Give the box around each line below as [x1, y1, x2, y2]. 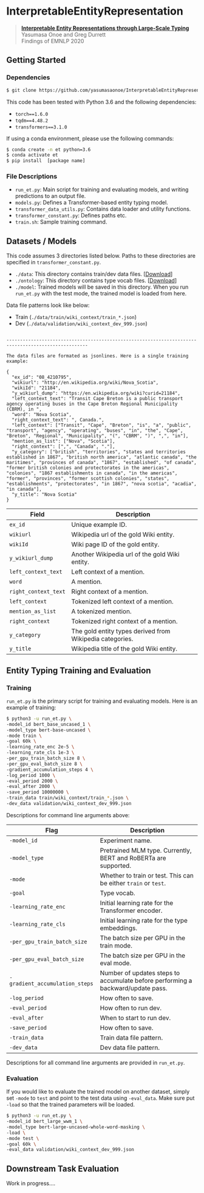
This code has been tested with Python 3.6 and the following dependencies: [6, 98, 197, 105]
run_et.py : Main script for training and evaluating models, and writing [15, 186, 189, 193]
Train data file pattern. [100, 1033, 163, 1042]
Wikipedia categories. [71, 635, 134, 643]
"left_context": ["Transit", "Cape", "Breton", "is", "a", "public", [12, 422, 191, 429]
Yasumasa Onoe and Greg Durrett [21, 30, 106, 38]
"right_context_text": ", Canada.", [12, 417, 104, 423]
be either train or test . [100, 879, 166, 887]
